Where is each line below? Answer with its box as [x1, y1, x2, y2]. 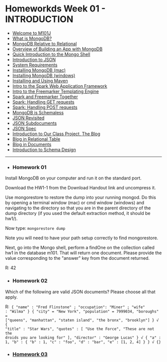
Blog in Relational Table [12, 136, 61, 142]
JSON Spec [12, 125, 36, 131]
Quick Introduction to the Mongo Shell [12, 51, 90, 57]
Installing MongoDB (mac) [12, 67, 66, 73]
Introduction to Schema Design [12, 147, 76, 153]
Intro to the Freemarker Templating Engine [12, 88, 99, 94]
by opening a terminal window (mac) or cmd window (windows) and [5, 200, 145, 206]
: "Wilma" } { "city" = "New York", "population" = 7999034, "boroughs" [5, 309, 159, 314]
